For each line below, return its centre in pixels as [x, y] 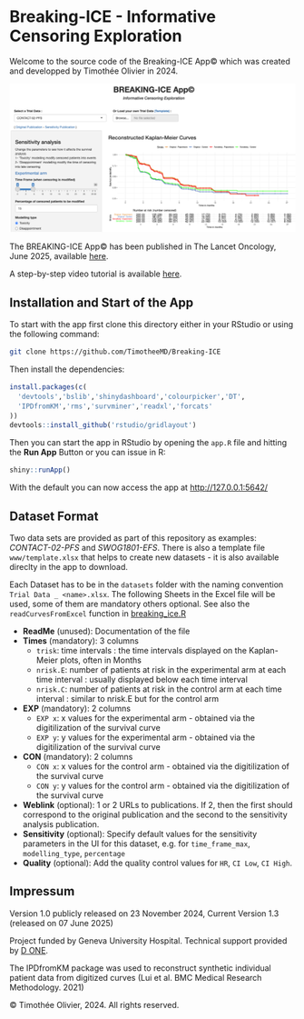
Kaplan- [264, 651]
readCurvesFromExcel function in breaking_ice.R [98, 614]
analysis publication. [61, 824]
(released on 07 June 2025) [61, 923]
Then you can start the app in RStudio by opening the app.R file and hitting [148, 443]
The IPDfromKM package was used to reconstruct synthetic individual [140, 968]
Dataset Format [54, 516]
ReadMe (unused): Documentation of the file [106, 631]
